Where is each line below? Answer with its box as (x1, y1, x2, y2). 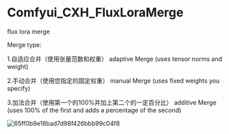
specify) (7, 84, 31, 92)
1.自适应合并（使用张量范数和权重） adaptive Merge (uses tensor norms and (7, 55, 223, 63)
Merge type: (7, 40, 43, 49)
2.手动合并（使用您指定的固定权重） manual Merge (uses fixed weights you (7, 77, 220, 85)
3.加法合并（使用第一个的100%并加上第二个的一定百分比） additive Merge (7, 98, 217, 107)
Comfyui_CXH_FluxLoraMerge (7, 5, 184, 21)
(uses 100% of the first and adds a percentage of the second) (7, 106, 182, 114)
